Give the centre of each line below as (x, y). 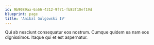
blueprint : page (21, 14)
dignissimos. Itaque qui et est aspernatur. (46, 37)
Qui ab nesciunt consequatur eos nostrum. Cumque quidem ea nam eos (77, 32)
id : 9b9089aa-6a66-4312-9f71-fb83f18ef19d (49, 9)
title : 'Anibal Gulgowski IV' (36, 18)
